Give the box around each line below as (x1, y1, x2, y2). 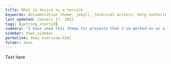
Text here (5, 54, 25, 60)
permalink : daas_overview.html (5, 36, 72, 41)
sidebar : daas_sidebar (5, 31, 53, 36)
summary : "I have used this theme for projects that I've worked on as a (5, 26, 165, 31)
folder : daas (5, 40, 33, 45)
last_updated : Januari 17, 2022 (5, 17, 74, 22)
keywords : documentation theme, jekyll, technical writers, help (5, 12, 147, 17)
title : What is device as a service (5, 7, 83, 13)
